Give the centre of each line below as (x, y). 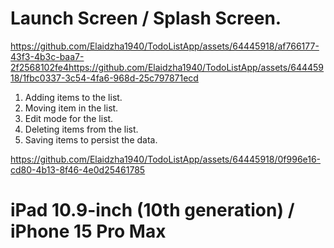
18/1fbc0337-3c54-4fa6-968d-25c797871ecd (104, 78)
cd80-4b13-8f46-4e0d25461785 (78, 169)
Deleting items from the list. (81, 129)
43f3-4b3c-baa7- (47, 56)
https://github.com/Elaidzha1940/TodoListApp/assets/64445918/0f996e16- (166, 159)
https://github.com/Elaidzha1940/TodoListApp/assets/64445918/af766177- (165, 46)
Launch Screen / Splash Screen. (146, 18)
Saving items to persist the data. (91, 139)
